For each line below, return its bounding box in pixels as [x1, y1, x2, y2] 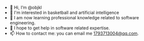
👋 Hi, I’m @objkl [9, 5, 42, 10]
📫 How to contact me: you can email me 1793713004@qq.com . [9, 30, 139, 36]
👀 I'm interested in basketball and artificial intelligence [9, 10, 119, 15]
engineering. [9, 20, 36, 26]
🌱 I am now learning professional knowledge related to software [9, 15, 139, 20]
